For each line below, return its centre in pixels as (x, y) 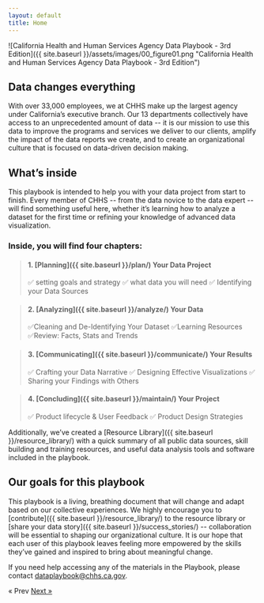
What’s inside (43, 173)
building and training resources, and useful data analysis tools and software (132, 449)
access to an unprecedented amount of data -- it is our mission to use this (129, 122)
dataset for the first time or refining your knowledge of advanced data (122, 217)
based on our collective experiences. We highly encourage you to (115, 510)
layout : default (35, 15)
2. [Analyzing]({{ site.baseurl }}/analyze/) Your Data (115, 309)
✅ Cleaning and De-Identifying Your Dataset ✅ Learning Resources (135, 327)
